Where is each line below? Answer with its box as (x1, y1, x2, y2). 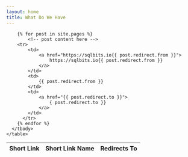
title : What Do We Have (6, 14, 66, 20)
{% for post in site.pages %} (17, 31, 93, 37)
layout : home (6, 8, 39, 15)
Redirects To (100, 144, 137, 152)
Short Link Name (45, 144, 95, 152)
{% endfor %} (17, 120, 50, 126)
